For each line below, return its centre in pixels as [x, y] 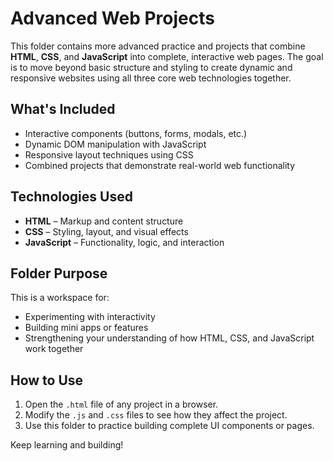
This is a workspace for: [60, 298]
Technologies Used [71, 197]
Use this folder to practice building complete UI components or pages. [169, 426]
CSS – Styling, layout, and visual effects [106, 231]
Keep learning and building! [67, 445]
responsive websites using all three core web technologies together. [151, 78]
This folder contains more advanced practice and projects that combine [158, 46]
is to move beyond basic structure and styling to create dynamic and [151, 67]
